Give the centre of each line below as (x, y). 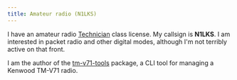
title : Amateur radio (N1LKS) (52, 14)
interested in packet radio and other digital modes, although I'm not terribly (117, 41)
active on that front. (36, 49)
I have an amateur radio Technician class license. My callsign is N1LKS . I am (119, 34)
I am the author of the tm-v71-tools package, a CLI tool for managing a (111, 63)
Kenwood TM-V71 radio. (43, 70)
